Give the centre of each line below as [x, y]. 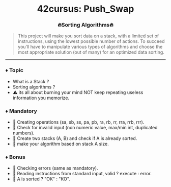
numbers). [23, 133]
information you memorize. [41, 98]
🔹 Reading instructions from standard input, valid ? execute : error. [82, 174]
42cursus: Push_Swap [85, 9]
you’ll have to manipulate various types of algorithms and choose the [90, 47]
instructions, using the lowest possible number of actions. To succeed [91, 41]
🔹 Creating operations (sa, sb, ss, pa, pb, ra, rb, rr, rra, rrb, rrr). [78, 122]
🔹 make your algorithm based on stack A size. [61, 144]
